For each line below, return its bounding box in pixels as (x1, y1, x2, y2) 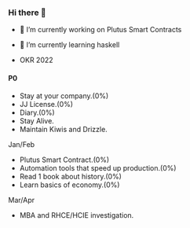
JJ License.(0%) (19, 99, 73, 108)
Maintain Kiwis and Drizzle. (19, 124, 108, 134)
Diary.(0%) (19, 108, 55, 117)
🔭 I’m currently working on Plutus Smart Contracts (19, 25, 182, 35)
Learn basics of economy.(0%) (19, 180, 120, 189)
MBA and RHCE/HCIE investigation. (19, 210, 134, 219)
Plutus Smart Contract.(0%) (19, 155, 110, 164)
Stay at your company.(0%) (19, 90, 109, 101)
